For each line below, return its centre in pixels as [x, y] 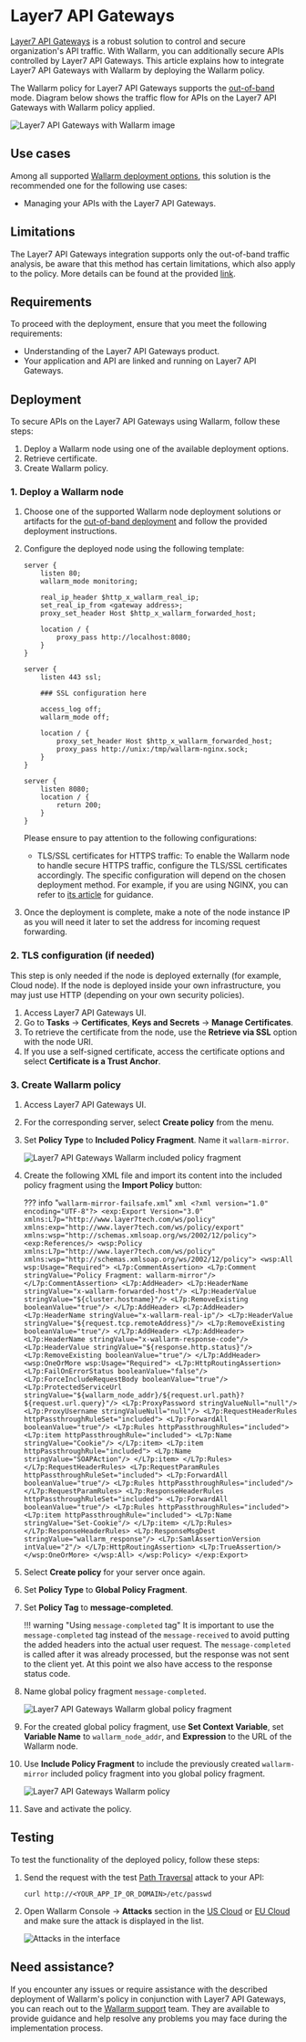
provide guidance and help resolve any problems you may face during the [149, 2018]
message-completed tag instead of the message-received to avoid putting [157, 1635]
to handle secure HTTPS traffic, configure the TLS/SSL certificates [162, 866]
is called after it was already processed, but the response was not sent [156, 1655]
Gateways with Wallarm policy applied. [83, 107]
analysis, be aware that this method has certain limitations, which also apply [153, 263]
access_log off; [71, 710]
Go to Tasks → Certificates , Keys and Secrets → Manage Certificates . [158, 1022]
